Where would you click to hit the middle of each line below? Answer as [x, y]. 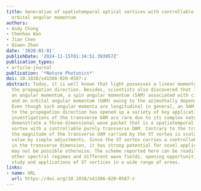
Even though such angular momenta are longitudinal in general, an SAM [103, 106]
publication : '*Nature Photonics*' [51, 73]
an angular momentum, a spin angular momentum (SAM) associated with [100, 95]
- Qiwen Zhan [22, 46]
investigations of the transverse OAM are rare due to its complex [98, 117]
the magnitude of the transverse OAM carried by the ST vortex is [96, 134]
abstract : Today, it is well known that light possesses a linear [91, 84]
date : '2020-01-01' [31, 51]
